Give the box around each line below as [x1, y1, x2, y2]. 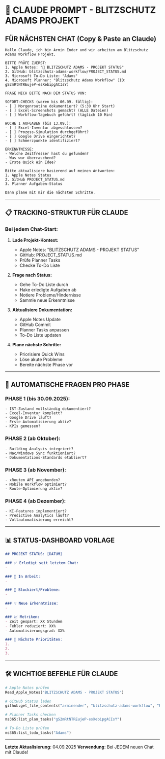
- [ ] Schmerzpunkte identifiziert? [5, 138, 80, 143]
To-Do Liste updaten [19, 332, 61, 338]
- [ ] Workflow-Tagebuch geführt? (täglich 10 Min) [5, 112, 113, 117]
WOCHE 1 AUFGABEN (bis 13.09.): [5, 121, 71, 126]
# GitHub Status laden [5, 699, 52, 704]
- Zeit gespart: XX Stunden [5, 619, 63, 624]
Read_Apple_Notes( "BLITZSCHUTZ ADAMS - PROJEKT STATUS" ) [5, 690, 124, 695]
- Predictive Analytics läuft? [5, 513, 69, 518]
